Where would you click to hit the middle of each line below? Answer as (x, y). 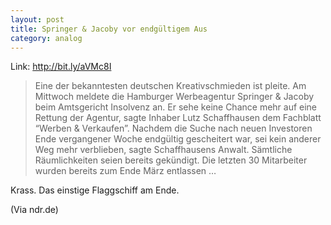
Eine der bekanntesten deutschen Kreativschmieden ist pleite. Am (170, 86)
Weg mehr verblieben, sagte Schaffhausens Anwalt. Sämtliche (163, 150)
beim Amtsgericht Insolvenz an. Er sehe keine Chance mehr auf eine (176, 107)
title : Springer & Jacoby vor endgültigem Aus (109, 29)
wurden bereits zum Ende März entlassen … (125, 171)
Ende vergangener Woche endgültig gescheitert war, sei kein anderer (178, 139)
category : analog (46, 38)
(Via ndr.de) (34, 210)
